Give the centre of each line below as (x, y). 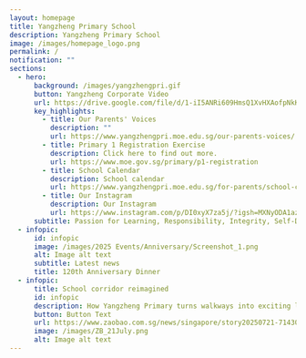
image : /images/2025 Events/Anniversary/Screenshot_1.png (146, 247)
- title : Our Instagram (87, 196)
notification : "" (42, 60)
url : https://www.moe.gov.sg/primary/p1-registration (154, 162)
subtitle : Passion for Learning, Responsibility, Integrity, (152, 221)
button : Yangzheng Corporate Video (101, 94)
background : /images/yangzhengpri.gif (107, 86)
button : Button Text (72, 314)
